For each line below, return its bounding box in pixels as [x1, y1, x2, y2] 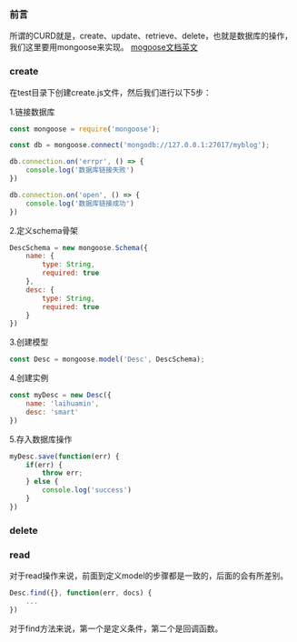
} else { [25, 477, 59, 487]
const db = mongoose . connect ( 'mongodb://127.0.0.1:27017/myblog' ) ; [9, 141, 271, 150]
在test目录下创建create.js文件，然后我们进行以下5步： [9, 86, 212, 97]
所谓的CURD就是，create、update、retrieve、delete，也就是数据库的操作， [9, 30, 293, 42]
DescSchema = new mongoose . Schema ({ [9, 243, 148, 252]
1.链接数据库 [9, 106, 55, 117]
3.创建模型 [9, 336, 49, 347]
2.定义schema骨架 [9, 225, 79, 236]
